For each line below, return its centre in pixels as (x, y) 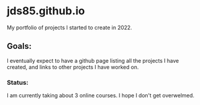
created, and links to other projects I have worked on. (73, 67)
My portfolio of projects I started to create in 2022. (70, 27)
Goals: (19, 46)
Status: (18, 82)
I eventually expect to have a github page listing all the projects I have (93, 60)
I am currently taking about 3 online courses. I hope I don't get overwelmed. (101, 95)
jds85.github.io (46, 11)
